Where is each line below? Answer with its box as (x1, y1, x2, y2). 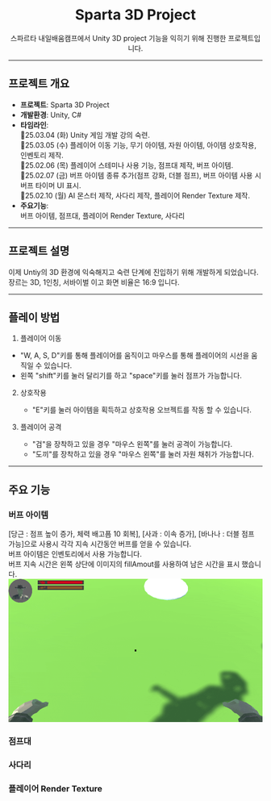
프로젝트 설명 (8, 244, 70, 258)
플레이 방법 (8, 311, 60, 324)
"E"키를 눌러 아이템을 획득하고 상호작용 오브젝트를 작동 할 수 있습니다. (31, 405, 252, 415)
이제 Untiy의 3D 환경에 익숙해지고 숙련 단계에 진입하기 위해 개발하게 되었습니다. (8, 267, 259, 277)
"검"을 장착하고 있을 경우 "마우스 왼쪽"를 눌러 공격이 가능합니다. (31, 440, 233, 449)
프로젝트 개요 (8, 77, 70, 90)
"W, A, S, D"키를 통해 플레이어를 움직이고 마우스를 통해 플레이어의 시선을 (19, 351, 250, 361)
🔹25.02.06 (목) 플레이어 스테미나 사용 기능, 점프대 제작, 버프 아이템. (19, 160, 234, 170)
